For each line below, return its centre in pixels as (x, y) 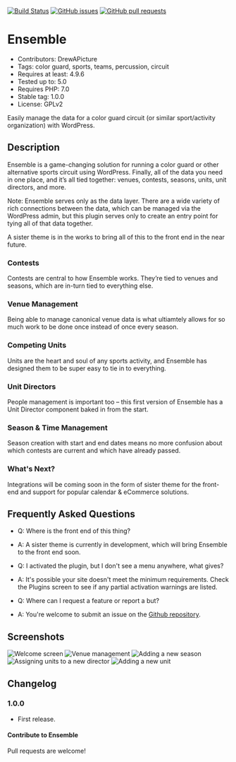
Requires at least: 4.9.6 (51, 74)
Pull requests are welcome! (46, 751)
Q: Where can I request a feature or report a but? (88, 601)
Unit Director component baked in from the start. (78, 409)
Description (33, 147)
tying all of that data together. (50, 223)
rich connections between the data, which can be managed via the (104, 208)
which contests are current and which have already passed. (94, 451)
